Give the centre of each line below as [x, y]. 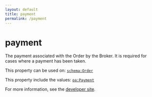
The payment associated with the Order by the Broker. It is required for [76, 56]
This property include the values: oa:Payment [50, 80]
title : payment [20, 14]
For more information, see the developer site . [50, 89]
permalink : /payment [26, 18]
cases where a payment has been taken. [46, 61]
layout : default [21, 9]
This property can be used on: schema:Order [49, 70]
